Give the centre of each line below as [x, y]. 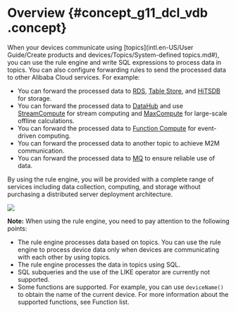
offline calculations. [46, 120]
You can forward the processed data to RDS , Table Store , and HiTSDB [119, 91]
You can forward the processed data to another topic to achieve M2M [118, 143]
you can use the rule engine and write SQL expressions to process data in [114, 62]
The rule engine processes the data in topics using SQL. [99, 264]
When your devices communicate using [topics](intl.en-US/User [100, 47]
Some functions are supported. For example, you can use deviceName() [120, 287]
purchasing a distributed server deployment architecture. [90, 194]
